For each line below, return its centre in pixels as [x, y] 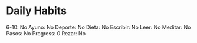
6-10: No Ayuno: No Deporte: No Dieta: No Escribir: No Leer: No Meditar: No [98, 27]
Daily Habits [36, 11]
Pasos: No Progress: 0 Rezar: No [46, 33]
